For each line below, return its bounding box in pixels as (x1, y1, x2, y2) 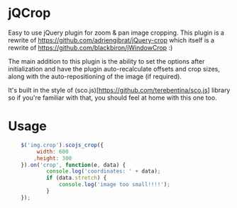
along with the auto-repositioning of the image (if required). (8, 72, 182, 81)
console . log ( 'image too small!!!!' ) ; (58, 181, 171, 188)
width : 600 (36, 148, 70, 155)
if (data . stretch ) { (45, 175, 107, 182)
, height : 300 (33, 154, 72, 162)
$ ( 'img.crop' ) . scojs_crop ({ (21, 141, 104, 149)
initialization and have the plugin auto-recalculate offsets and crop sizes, (8, 64, 221, 73)
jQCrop (8, 5, 51, 21)
